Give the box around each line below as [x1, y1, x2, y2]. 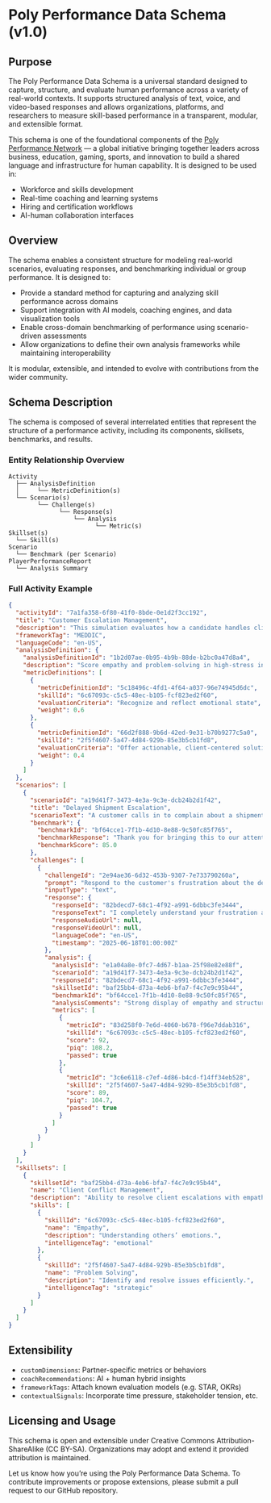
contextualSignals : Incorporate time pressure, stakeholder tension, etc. [19, 1390, 258, 1401]
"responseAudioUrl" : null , [51, 916, 143, 925]
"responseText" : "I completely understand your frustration [51, 909, 258, 917]
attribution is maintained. [8, 1452, 91, 1462]
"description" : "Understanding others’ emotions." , [44, 1231, 222, 1239]
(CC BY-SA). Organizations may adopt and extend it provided [45, 1444, 249, 1454]
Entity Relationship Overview [8, 454, 125, 466]
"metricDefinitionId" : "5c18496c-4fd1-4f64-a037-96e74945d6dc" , [37, 683, 258, 691]
